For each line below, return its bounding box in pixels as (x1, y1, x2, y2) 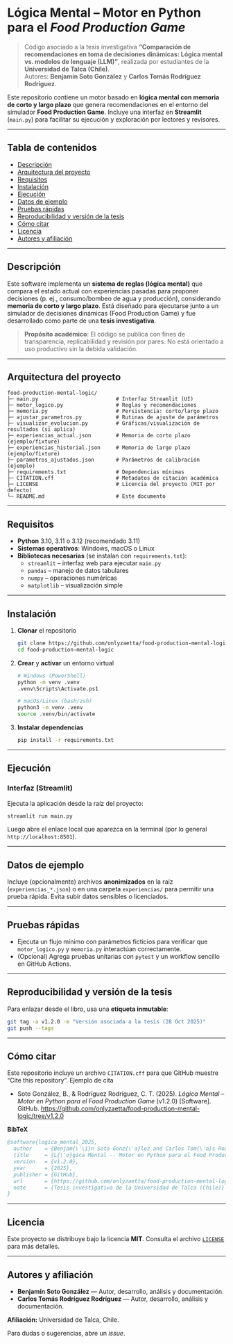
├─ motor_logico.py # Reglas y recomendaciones (7, 402, 197, 409)
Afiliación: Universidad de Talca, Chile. (7, 1315, 119, 1324)
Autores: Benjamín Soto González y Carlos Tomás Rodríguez (24, 72, 201, 81)
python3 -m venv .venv (17, 704, 83, 711)
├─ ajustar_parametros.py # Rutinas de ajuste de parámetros (7, 414, 218, 421)
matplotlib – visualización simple (27, 581, 123, 590)
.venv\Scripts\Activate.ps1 (17, 685, 98, 693)
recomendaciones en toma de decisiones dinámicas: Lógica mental (24, 50, 223, 58)
